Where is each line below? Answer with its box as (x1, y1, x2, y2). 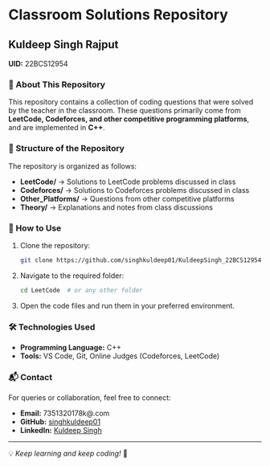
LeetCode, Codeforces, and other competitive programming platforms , (8, 114, 250, 124)
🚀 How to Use (8, 223, 62, 234)
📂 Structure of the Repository (8, 143, 125, 154)
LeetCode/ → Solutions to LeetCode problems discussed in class (19, 177, 236, 186)
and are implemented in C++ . (8, 123, 106, 133)
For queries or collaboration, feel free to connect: (8, 393, 171, 403)
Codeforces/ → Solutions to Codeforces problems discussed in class (19, 185, 250, 194)
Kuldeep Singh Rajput (8, 38, 119, 51)
